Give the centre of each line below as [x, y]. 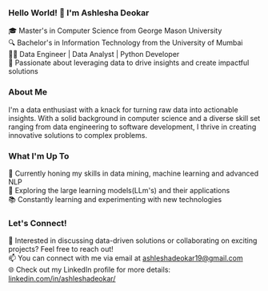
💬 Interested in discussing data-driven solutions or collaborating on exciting [133, 240]
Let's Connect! [38, 223]
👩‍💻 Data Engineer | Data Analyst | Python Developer [94, 55]
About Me [28, 92]
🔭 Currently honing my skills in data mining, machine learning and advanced [134, 173]
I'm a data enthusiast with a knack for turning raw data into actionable [123, 109]
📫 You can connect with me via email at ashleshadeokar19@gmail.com [126, 258]
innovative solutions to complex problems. [78, 135]
